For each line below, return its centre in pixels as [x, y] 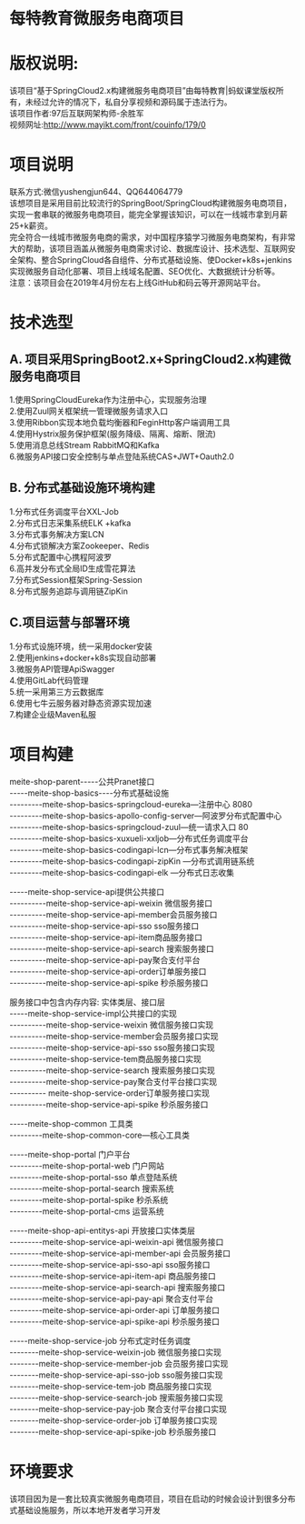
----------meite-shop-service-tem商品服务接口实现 [106, 1058]
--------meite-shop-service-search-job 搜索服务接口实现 [116, 1398]
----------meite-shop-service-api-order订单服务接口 [108, 971]
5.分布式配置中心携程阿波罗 [60, 556]
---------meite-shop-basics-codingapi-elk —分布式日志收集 [122, 872]
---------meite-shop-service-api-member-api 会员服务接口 [120, 1253]
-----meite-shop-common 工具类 [71, 1123]
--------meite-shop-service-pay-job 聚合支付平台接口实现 [118, 1409]
